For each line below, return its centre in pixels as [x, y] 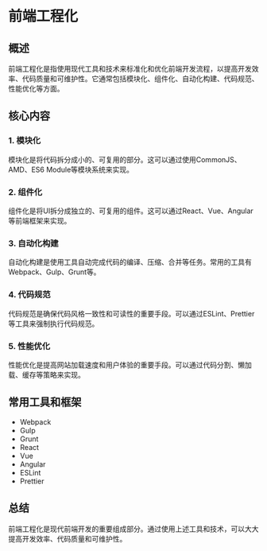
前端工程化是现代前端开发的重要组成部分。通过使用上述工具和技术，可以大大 [133, 529]
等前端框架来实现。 [40, 220]
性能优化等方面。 [36, 89]
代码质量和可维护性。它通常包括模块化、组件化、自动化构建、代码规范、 [140, 79]
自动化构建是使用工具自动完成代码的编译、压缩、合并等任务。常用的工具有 [130, 262]
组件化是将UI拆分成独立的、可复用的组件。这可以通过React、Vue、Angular [131, 211]
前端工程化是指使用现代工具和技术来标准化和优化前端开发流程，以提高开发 [130, 69]
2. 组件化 [25, 192]
